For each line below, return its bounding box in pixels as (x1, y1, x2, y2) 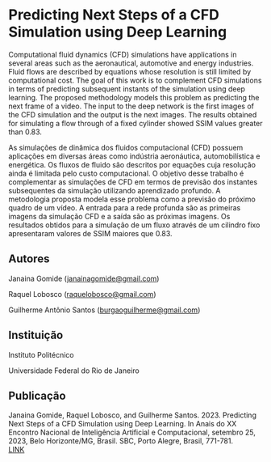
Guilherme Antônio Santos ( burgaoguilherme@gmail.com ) (8, 305, 201, 315)
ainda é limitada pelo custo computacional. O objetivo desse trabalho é (8, 168, 244, 178)
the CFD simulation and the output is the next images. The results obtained (8, 109, 257, 119)
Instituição (8, 328, 64, 342)
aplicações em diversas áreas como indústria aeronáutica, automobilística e (8, 151, 261, 161)
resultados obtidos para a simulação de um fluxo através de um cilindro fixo (8, 220, 261, 230)
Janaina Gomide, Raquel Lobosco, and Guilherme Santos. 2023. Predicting (8, 410, 256, 420)
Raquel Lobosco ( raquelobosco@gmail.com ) (8, 289, 156, 299)
